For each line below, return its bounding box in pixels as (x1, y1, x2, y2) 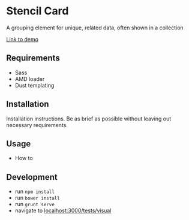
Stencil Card (6, 4, 69, 18)
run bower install (14, 194, 60, 201)
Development (6, 172, 58, 182)
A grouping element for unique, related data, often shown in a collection (6, 24, 184, 31)
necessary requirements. (6, 121, 68, 128)
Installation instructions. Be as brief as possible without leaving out (6, 115, 172, 122)
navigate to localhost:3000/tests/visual (14, 207, 112, 214)
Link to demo (6, 35, 39, 43)
